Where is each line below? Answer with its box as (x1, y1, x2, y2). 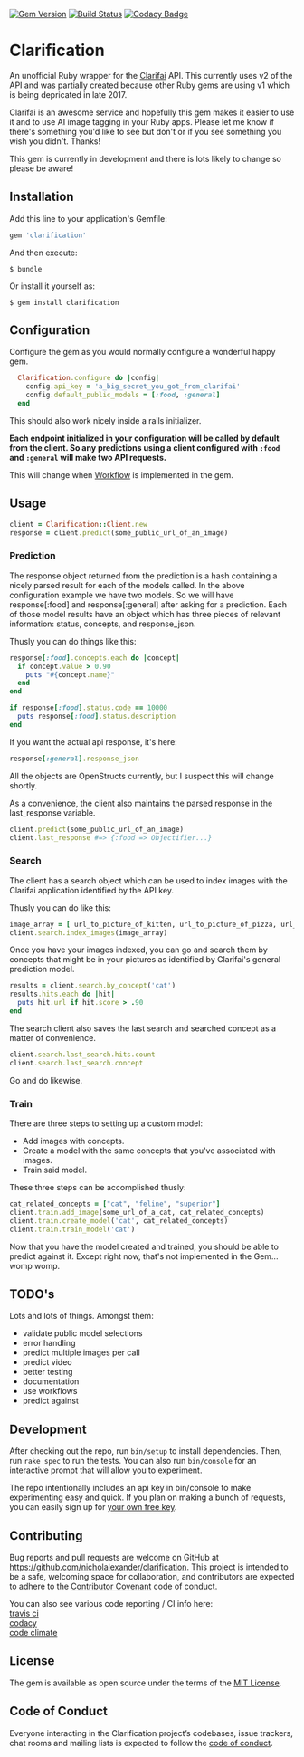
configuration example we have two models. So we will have (9, 589, 234, 600)
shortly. (9, 779, 38, 791)
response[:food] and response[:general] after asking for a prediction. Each (9, 598, 288, 610)
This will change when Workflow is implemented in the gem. (9, 469, 233, 480)
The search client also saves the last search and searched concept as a (9, 1023, 277, 1034)
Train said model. (22, 1164, 88, 1176)
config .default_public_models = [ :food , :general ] (25, 390, 221, 400)
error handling (22, 1338, 76, 1349)
